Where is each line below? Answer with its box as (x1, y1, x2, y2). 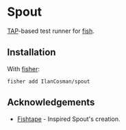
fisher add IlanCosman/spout (7, 78, 90, 85)
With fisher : (7, 64, 40, 73)
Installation (7, 47, 56, 58)
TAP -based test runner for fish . (7, 27, 94, 35)
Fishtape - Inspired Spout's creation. (16, 114, 121, 123)
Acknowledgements (7, 96, 95, 108)
